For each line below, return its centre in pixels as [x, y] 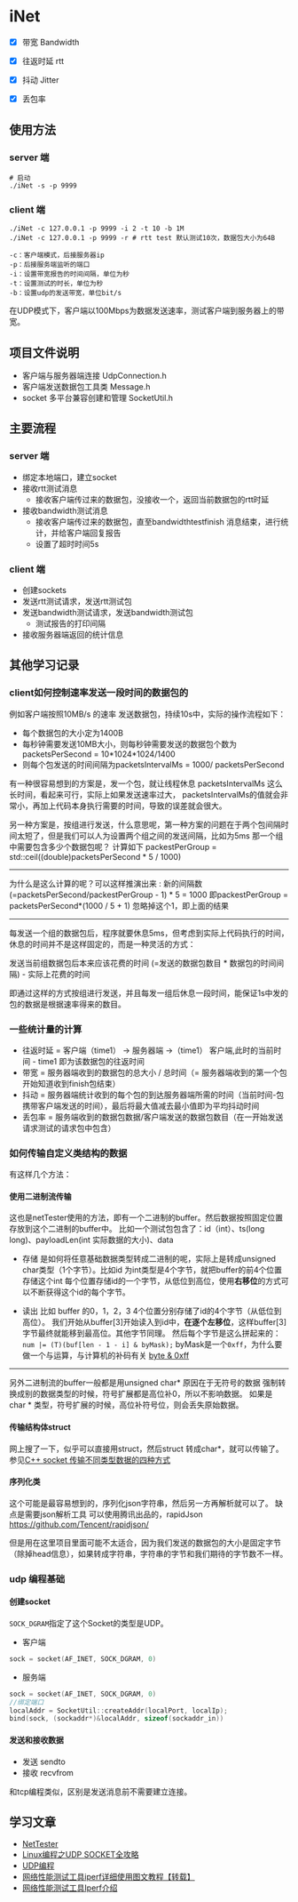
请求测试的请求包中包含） [69, 1128]
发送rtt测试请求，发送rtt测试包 [77, 601]
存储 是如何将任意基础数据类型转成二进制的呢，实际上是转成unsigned [149, 1259]
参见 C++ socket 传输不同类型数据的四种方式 [90, 1459]
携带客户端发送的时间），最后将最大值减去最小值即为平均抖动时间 [141, 1105]
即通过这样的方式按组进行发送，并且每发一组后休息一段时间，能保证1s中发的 [149, 992]
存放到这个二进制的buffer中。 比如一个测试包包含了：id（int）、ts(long [137, 1229]
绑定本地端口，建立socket [69, 477]
